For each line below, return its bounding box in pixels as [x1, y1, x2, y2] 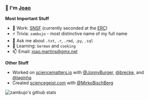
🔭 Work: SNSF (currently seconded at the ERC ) [12, 25, 108, 31]
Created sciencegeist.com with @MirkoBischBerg [12, 80, 113, 86]
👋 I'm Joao [5, 4, 31, 11]
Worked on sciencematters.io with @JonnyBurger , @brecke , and [12, 69, 144, 75]
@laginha [12, 75, 32, 81]
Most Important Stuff [5, 16, 49, 22]
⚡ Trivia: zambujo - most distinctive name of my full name [12, 31, 127, 36]
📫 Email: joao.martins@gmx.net [12, 49, 78, 55]
